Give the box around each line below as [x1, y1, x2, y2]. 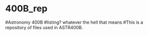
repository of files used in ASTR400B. [5, 24, 83, 30]
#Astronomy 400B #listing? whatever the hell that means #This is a [5, 19, 143, 25]
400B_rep [5, 3, 47, 14]
